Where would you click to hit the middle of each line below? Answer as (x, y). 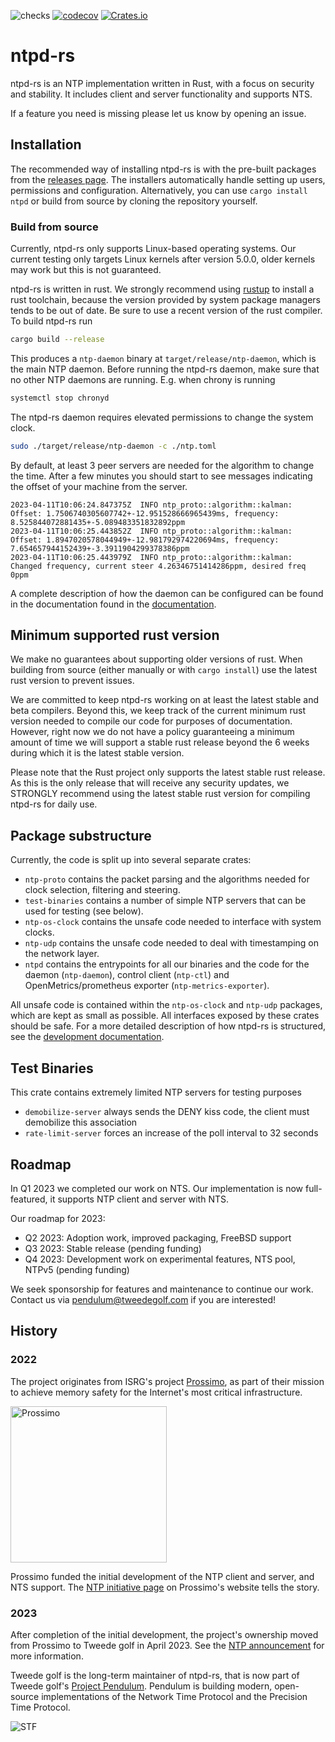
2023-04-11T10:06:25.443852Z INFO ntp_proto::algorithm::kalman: (151, 531)
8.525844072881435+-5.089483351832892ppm (98, 522)
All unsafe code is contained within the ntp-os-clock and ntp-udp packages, (166, 1005)
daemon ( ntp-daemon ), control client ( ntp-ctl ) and (127, 975)
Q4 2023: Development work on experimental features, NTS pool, (160, 1259)
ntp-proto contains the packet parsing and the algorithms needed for (167, 879)
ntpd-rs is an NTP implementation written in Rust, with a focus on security (162, 83)
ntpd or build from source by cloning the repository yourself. (134, 201)
